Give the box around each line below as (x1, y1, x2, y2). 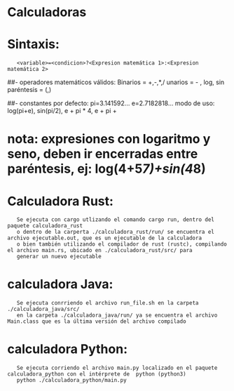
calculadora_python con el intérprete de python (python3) (7, 371, 187, 378)
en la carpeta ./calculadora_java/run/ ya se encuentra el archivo (16, 312, 218, 319)
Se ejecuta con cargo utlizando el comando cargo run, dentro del (16, 216, 215, 223)
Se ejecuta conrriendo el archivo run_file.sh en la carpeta (16, 300, 199, 307)
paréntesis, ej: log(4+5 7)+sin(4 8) (7, 161, 207, 177)
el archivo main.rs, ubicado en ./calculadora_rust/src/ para (7, 247, 193, 254)
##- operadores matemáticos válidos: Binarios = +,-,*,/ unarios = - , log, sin (7, 78, 225, 86)
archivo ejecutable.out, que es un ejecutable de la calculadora (7, 234, 202, 242)
